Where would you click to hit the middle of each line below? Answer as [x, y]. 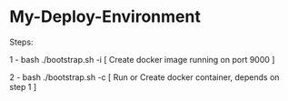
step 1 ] [23, 86]
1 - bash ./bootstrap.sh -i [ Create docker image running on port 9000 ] [142, 59]
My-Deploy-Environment [105, 17]
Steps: [21, 42]
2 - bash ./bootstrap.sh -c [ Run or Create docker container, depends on [144, 77]
